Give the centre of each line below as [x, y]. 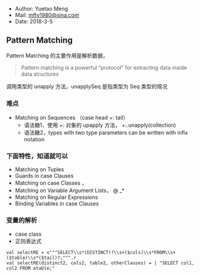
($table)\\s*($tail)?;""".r [41, 258]
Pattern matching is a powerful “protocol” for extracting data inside [104, 67]
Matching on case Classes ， [51, 183]
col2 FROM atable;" [31, 268]
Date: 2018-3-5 [34, 21]
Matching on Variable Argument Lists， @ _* [70, 190]
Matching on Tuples [39, 169]
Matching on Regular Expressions [56, 197]
